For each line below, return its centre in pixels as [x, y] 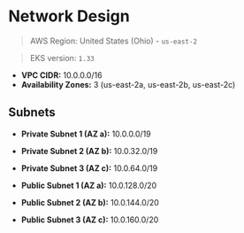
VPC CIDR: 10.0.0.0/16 [61, 75]
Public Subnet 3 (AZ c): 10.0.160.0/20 [90, 220]
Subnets [32, 113]
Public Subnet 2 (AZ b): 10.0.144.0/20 [90, 202]
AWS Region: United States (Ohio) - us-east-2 [114, 41]
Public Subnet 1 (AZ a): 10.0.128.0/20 [89, 185]
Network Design [69, 16]
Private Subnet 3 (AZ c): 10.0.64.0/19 [89, 168]
